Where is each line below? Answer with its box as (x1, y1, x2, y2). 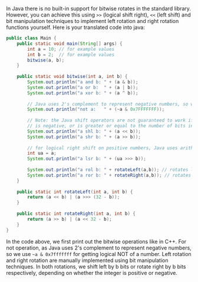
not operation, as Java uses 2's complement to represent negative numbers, (6, 244, 192, 251)
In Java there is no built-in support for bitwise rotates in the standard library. (6, 5, 192, 12)
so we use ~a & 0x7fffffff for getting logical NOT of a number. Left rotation (6, 250, 192, 257)
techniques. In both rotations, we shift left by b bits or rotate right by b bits (6, 263, 186, 270)
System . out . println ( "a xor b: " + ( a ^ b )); (27, 90, 138, 96)
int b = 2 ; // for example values (27, 51, 115, 58)
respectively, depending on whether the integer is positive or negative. (6, 269, 178, 276)
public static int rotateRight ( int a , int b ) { (16, 211, 136, 217)
